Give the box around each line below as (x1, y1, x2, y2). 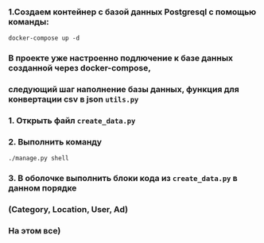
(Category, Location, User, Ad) (8, 204, 129, 215)
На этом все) (8, 226, 61, 237)
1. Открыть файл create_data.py (8, 115, 136, 126)
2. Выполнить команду (8, 136, 102, 147)
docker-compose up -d (8, 34, 80, 42)
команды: (8, 16, 49, 27)
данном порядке (8, 183, 77, 194)
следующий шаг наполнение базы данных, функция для (8, 84, 240, 95)
